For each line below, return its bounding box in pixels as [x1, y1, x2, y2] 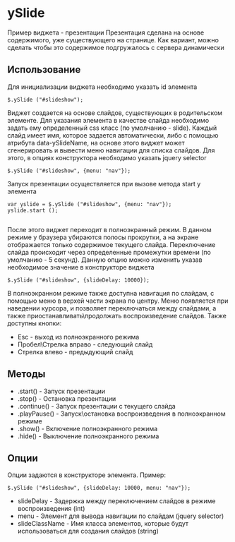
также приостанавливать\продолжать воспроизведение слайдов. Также [7, 311, 227, 320]
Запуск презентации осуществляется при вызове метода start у [7, 179, 201, 188]
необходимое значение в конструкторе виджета [7, 263, 155, 271]
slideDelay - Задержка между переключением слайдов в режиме [17, 497, 217, 505]
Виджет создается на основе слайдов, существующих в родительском [7, 108, 223, 117]
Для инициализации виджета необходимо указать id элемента [7, 83, 198, 91]
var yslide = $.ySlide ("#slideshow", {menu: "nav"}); [7, 200, 172, 207]
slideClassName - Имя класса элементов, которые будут [17, 519, 189, 528]
